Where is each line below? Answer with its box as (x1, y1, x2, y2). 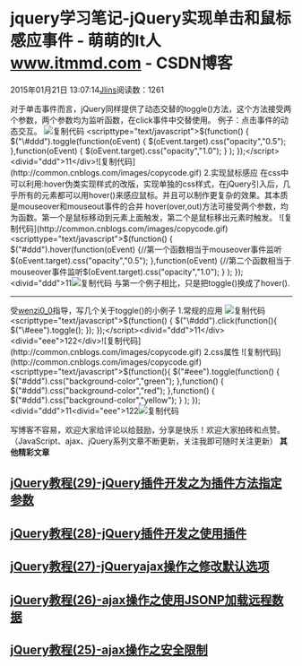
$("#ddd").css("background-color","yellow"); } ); (10, 394, 191, 405)
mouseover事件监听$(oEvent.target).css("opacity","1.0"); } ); (10, 266, 233, 277)
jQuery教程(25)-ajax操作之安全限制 (10, 642, 209, 657)
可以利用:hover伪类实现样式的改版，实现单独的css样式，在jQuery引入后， (10, 178, 283, 189)
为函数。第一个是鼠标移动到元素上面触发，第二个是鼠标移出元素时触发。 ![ (10, 212, 285, 222)
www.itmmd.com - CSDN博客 (10, 53, 233, 74)
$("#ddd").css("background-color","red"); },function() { (10, 385, 216, 395)
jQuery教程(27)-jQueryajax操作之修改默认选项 (10, 559, 270, 575)
